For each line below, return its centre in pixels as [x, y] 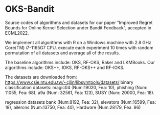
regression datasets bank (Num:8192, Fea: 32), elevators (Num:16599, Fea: [80, 102]
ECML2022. [17, 33]
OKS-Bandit [30, 9]
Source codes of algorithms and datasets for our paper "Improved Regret [79, 23]
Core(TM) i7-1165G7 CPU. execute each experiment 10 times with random [79, 47]
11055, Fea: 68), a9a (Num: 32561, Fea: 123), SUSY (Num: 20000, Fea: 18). [80, 92]
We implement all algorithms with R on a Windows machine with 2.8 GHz [78, 42]
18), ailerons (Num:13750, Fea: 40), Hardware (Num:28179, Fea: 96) [73, 107]
